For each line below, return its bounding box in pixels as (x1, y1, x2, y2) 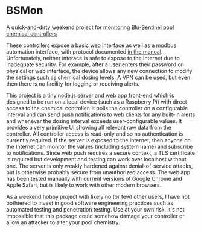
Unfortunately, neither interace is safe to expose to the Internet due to (6, 54, 180, 61)
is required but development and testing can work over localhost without (6, 155, 187, 163)
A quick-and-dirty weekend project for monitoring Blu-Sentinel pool (6, 24, 174, 31)
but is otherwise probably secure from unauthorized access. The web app (6, 168, 191, 175)
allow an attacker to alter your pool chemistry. (6, 218, 120, 226)
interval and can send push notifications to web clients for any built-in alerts (6, 111, 196, 118)
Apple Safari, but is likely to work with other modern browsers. (6, 181, 162, 189)
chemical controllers (6, 30, 57, 37)
